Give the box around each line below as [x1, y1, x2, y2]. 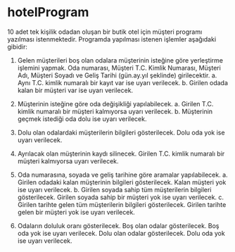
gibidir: [7, 42, 28, 51]
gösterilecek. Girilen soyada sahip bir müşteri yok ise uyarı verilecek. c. [17, 193, 224, 201]
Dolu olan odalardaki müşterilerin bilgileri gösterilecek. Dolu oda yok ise [17, 128, 225, 137]
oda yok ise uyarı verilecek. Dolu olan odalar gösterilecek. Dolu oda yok [17, 229, 225, 237]
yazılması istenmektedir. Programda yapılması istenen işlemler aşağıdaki [7, 34, 217, 43]
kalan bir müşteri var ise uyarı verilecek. [17, 86, 134, 94]
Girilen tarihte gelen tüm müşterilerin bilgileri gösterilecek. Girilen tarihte [17, 200, 227, 208]
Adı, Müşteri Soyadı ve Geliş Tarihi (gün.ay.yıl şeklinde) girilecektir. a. [17, 71, 217, 80]
